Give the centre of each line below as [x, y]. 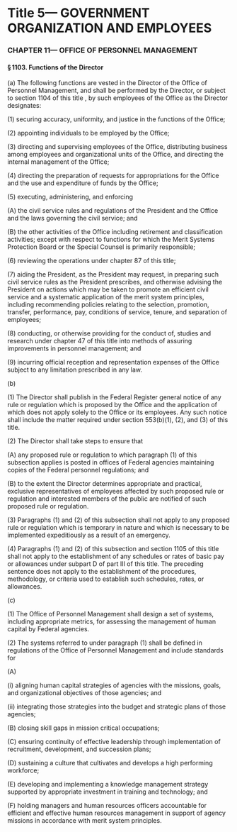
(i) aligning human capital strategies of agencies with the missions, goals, [114, 685]
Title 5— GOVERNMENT [79, 13]
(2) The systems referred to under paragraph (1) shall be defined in [105, 643]
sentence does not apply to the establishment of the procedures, [102, 572]
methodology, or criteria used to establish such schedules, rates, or [106, 579]
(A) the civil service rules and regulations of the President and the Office [113, 211]
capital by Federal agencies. [48, 629]
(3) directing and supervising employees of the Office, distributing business [117, 147]
